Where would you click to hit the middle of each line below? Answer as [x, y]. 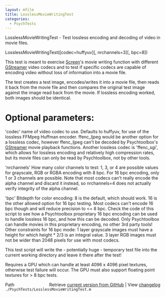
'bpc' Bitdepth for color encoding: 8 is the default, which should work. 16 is [81, 198]
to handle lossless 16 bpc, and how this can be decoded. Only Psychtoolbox [82, 219]
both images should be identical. [38, 98]
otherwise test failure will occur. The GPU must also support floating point [80, 270]
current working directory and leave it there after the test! [63, 255]
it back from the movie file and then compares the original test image [75, 88]
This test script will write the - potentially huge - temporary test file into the [81, 250]
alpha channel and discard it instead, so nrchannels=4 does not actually [78, 183]
